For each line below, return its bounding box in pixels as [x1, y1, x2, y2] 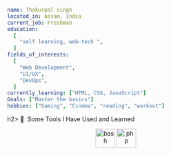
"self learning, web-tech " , [19, 39, 103, 45]
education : [7, 25, 39, 32]
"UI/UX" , [19, 70, 45, 77]
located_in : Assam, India [7, 12, 81, 20]
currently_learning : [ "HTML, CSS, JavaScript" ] [7, 90, 147, 96]
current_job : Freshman [7, 19, 72, 26]
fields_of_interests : [7, 52, 70, 59]
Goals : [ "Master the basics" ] [7, 96, 94, 103]
